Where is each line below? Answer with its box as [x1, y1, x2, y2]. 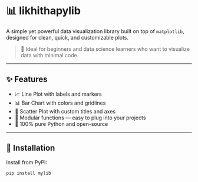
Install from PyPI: [6, 158, 48, 165]
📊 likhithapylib [6, 4, 81, 18]
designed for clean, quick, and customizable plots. [6, 34, 128, 41]
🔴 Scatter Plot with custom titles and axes [14, 108, 116, 115]
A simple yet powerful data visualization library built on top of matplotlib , [6, 27, 184, 35]
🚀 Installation [6, 143, 55, 153]
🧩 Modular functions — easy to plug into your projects [14, 114, 146, 121]
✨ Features [6, 74, 48, 84]
